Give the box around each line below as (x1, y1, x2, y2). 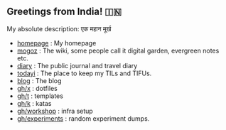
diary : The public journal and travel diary (16, 61, 138, 70)
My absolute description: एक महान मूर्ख (6, 24, 112, 33)
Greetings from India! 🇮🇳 (6, 6, 122, 18)
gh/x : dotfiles (16, 84, 58, 92)
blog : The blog (16, 76, 62, 85)
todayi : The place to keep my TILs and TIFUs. (16, 69, 152, 77)
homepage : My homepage (16, 38, 97, 47)
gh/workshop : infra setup (16, 107, 93, 115)
